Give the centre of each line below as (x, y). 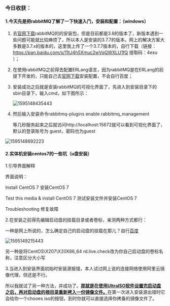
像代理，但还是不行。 (27, 275)
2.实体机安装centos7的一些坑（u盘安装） (49, 153)
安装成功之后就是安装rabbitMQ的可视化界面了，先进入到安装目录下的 (85, 87)
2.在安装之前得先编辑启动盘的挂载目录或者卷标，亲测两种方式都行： (76, 220)
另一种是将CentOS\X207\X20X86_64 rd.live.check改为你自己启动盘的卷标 (82, 252)
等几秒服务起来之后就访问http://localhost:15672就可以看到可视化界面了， (89, 125)
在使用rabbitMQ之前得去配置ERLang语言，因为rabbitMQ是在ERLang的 (86, 70)
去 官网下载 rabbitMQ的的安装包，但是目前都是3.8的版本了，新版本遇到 (86, 34)
